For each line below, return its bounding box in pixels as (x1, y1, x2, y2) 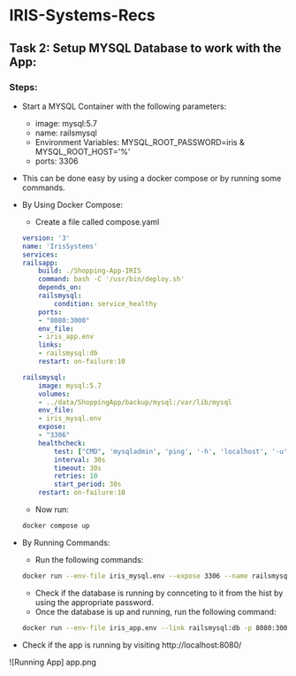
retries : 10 (54, 472, 98, 480)
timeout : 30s (54, 464, 102, 472)
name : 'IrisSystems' (21, 242, 98, 250)
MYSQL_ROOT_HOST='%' (34, 146, 131, 157)
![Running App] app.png (9, 657, 97, 667)
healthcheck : (38, 439, 87, 448)
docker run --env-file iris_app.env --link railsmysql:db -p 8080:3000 (21, 623, 292, 633)
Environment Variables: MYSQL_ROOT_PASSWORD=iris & (34, 136, 245, 147)
